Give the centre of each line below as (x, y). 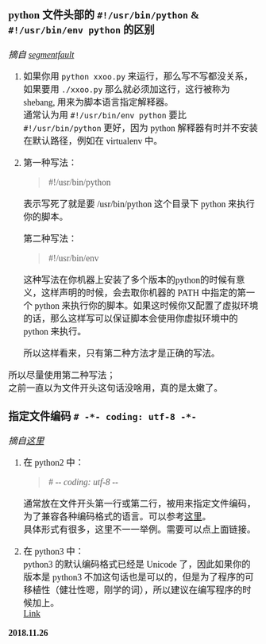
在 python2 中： (54, 463)
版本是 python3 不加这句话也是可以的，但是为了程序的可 (139, 577)
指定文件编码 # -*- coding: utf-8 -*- (102, 416)
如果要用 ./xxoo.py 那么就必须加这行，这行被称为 (127, 89)
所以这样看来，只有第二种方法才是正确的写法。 (122, 353)
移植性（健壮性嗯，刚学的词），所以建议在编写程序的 (133, 591)
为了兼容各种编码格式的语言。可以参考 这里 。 (118, 517)
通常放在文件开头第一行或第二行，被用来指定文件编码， (140, 504)
